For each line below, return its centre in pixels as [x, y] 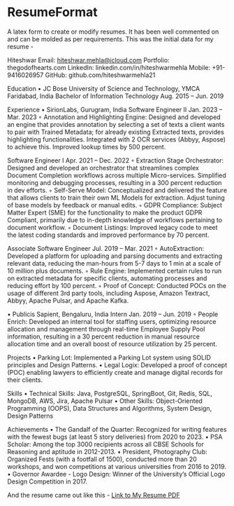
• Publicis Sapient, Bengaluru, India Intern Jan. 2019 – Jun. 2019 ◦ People [113, 314]
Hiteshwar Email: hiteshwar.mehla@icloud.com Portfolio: [88, 60]
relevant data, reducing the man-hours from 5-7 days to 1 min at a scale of [114, 263]
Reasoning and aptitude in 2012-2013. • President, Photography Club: [107, 451]
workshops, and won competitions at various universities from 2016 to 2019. [117, 466]
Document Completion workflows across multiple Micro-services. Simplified [117, 175]
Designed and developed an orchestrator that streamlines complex [103, 167]
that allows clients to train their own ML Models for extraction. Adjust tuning [116, 198]
